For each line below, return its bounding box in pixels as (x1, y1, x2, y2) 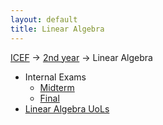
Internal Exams (24, 71, 87, 83)
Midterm (39, 81, 75, 93)
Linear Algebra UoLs (24, 102, 110, 115)
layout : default (10, 14, 78, 25)
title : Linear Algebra (10, 24, 105, 34)
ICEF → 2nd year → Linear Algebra (10, 51, 153, 63)
